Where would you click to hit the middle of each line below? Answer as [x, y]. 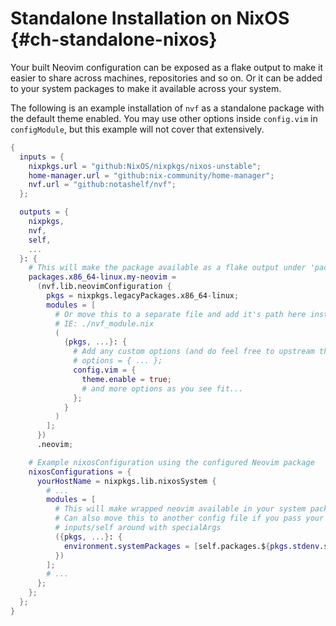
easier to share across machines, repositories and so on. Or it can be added [166, 78]
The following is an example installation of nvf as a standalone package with [167, 108]
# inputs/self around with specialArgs [138, 528]
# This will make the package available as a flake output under [167, 268]
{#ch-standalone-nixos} [114, 39]
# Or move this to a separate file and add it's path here [180, 314]
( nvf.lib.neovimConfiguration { [104, 287]
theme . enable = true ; [126, 379]
